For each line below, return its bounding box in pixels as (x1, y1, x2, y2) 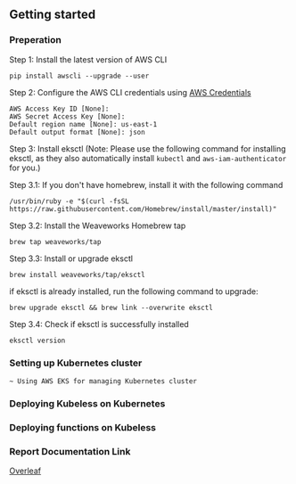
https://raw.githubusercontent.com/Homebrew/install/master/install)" (9, 204, 277, 213)
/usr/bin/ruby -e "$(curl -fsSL (9, 196, 129, 206)
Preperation (9, 34, 62, 46)
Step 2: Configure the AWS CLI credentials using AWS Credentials (9, 86, 251, 97)
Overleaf (9, 465, 42, 476)
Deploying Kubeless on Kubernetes (9, 397, 166, 409)
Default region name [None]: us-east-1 (9, 119, 158, 128)
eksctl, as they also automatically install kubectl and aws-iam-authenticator (9, 152, 287, 163)
